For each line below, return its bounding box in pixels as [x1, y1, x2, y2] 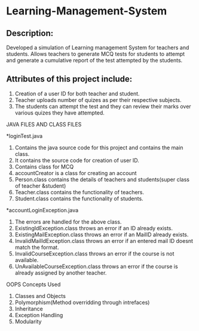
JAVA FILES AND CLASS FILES [6, 121, 82, 128]
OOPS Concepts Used [6, 281, 61, 288]
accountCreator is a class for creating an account [14, 169, 137, 176]
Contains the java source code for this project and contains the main [14, 144, 183, 151]
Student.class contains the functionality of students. [14, 195, 143, 202]
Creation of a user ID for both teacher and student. [14, 90, 140, 97]
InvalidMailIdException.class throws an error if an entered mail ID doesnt [14, 237, 193, 244]
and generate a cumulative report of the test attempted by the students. [6, 57, 183, 64]
